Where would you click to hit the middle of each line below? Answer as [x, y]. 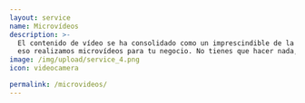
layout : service [40, 18]
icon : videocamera [44, 69]
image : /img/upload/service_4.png [75, 60]
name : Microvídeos [44, 26]
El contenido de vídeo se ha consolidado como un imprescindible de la [156, 43]
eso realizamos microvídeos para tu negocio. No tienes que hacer [146, 51]
